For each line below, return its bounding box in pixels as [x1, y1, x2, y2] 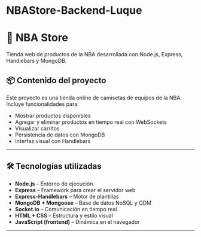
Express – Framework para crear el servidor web [14, 186, 136, 193]
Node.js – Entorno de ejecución [14, 180, 93, 187]
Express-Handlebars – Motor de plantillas [14, 193, 119, 200]
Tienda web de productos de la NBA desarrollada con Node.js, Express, [6, 51, 183, 58]
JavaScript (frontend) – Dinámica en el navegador [14, 218, 140, 225]
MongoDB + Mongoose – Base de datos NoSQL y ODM [14, 199, 152, 206]
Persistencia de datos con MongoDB [14, 131, 105, 138]
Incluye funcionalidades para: [6, 100, 80, 108]
